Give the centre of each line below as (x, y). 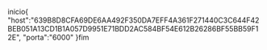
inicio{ (18, 12)
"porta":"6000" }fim (56, 37)
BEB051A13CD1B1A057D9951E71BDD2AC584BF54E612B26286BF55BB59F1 (133, 29)
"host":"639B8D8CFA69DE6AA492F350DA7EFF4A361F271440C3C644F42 (133, 20)
